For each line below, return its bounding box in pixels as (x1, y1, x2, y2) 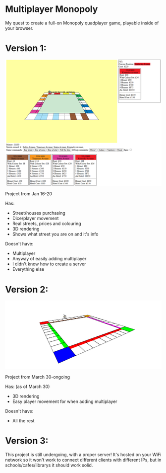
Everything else (12, 266, 45, 272)
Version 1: (5, 43, 47, 54)
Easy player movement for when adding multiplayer (12, 398, 117, 404)
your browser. (5, 25, 34, 31)
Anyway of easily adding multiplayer (12, 256, 87, 262)
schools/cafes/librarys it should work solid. (5, 462, 93, 468)
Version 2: (5, 284, 49, 295)
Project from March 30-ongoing (5, 374, 70, 380)
